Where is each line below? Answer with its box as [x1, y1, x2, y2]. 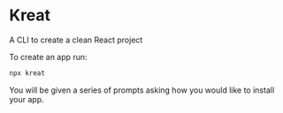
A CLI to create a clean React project [9, 34, 143, 45]
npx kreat [9, 68, 46, 78]
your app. [9, 94, 44, 104]
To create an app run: [9, 51, 88, 62]
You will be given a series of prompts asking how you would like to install [9, 85, 275, 95]
